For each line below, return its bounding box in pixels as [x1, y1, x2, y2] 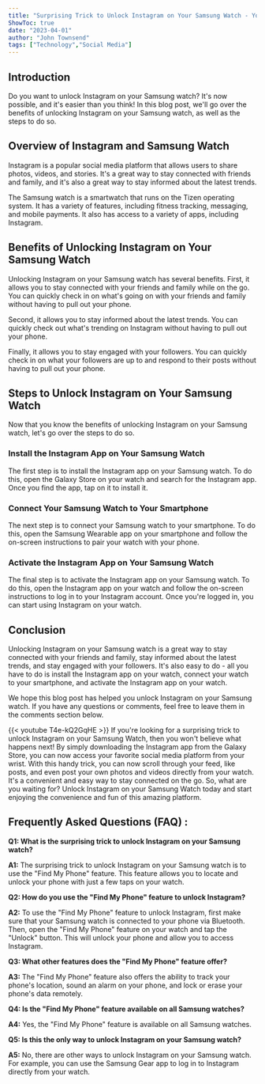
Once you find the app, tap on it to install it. [8, 483, 148, 492]
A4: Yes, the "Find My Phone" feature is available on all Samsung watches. [8, 1019, 252, 1029]
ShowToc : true [8, 19, 55, 27]
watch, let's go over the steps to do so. [8, 428, 136, 438]
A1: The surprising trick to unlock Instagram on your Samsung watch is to [8, 860, 247, 870]
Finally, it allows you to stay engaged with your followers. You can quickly [8, 347, 247, 356]
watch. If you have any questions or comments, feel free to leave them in [8, 702, 245, 711]
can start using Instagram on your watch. [8, 601, 142, 610]
